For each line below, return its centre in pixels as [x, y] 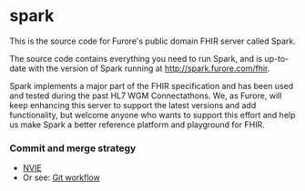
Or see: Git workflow [61, 177]
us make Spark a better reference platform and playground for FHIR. [137, 125]
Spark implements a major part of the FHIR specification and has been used [152, 85]
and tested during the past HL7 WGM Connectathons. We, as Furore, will [146, 95]
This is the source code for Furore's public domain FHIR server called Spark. [152, 41]
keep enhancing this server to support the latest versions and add [133, 105]
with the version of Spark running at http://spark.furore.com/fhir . [149, 68]
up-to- [276, 58]
